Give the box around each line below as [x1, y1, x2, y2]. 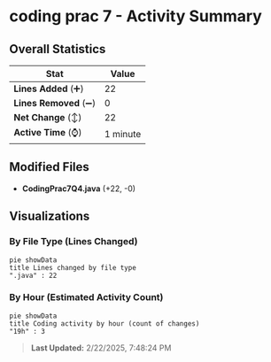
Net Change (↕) [13, 112, 82, 123]
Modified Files [9, 159, 90, 174]
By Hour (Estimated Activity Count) [9, 291, 164, 304]
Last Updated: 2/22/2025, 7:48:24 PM [30, 343, 172, 353]
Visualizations [9, 209, 90, 224]
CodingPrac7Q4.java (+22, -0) [21, 183, 135, 194]
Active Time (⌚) [13, 127, 82, 138]
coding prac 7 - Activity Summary [9, 6, 263, 27]
